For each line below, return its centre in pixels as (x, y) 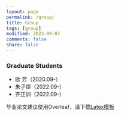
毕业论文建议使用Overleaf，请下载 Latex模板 (60, 107)
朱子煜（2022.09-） (40, 87)
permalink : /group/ (31, 17)
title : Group (22, 23)
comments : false (26, 39)
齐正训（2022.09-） (40, 94)
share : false (22, 45)
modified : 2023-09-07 (33, 34)
